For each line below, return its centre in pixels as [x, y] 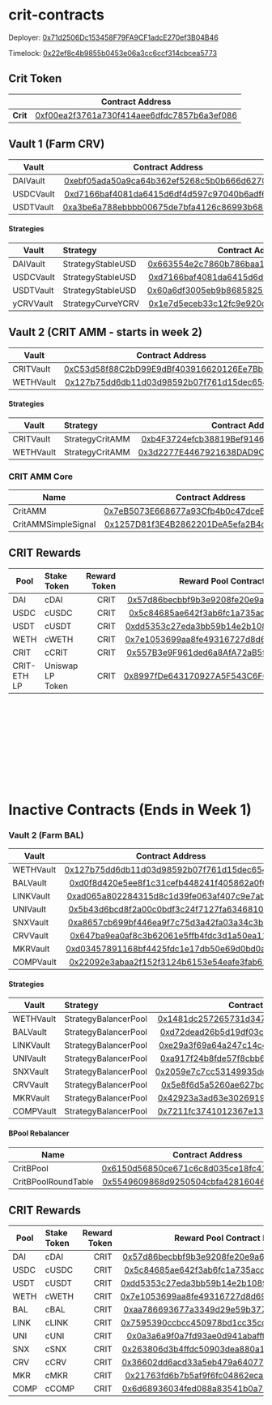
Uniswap [61, 666]
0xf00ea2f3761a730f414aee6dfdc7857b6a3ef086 [136, 115]
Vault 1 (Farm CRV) [57, 144]
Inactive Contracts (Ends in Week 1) [130, 810]
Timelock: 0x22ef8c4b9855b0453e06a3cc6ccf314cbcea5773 [113, 53]
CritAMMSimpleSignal [54, 524]
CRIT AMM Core [40, 476]
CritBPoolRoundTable [53, 1181]
